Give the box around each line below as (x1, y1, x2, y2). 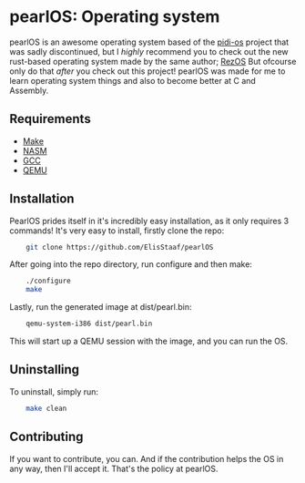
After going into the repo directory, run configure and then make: (9, 259, 253, 270)
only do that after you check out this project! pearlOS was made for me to (9, 66, 286, 77)
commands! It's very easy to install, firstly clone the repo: (9, 225, 225, 236)
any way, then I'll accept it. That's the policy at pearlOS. (9, 463, 219, 474)
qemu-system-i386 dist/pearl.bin (25, 319, 153, 329)
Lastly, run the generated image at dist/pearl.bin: (9, 302, 193, 313)
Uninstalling (9, 362, 80, 377)
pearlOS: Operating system (9, 6, 220, 27)
